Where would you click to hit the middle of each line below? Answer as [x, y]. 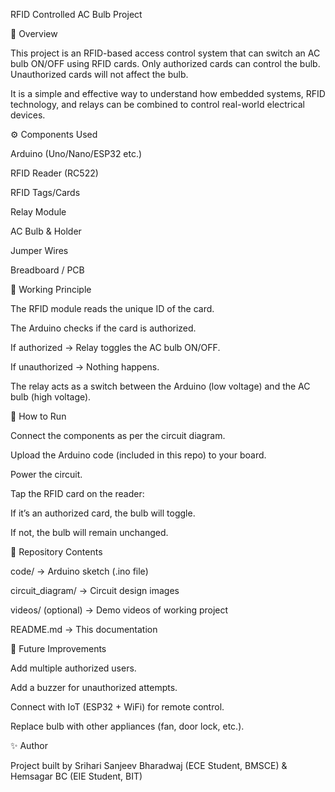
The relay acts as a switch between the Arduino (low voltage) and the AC [160, 386]
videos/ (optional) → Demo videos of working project [119, 610]
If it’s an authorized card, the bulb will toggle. [103, 513]
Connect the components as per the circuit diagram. [118, 435]
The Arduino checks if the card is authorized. [103, 328]
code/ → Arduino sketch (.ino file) [79, 571]
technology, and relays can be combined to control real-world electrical [157, 104]
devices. [28, 115]
